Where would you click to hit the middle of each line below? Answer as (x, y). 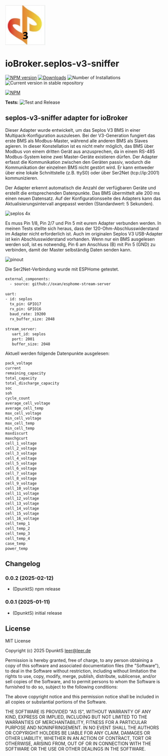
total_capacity (21, 378)
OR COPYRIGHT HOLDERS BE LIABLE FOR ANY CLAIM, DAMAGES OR (78, 733)
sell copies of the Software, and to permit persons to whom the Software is (83, 681)
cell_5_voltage (21, 463)
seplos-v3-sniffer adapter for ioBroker (66, 118)
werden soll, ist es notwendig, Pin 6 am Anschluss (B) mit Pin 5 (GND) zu (80, 244)
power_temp (17, 549)
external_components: (28, 279)
